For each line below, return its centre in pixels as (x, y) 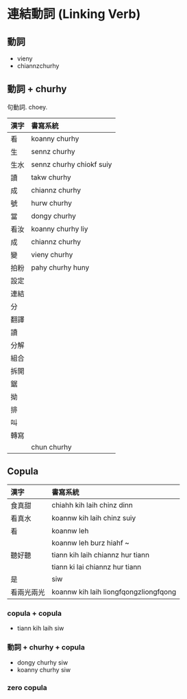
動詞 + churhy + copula (46, 647)
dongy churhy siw (42, 663)
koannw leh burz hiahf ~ (91, 542)
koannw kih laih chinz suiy (94, 518)
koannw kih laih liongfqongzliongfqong (114, 592)
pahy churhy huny (60, 267)
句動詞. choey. (27, 107)
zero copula (27, 688)
